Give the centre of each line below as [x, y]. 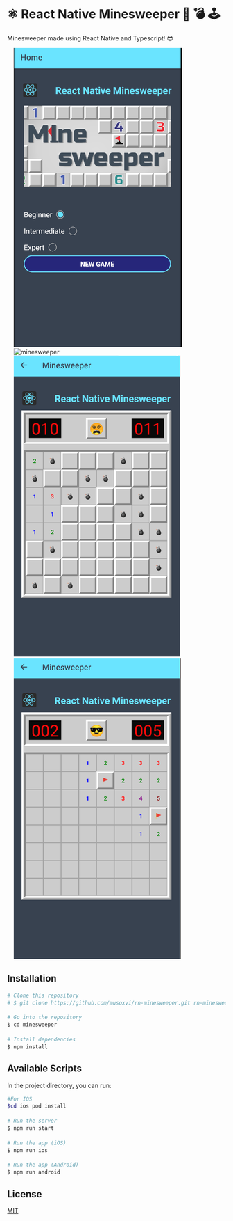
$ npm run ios [28, 1150]
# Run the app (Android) [43, 1165]
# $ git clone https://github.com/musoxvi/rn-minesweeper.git [99, 1003]
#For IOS [20, 1099]
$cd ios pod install [37, 1106]
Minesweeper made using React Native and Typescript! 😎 [90, 38]
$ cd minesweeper [32, 1025]
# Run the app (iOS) [37, 1143]
